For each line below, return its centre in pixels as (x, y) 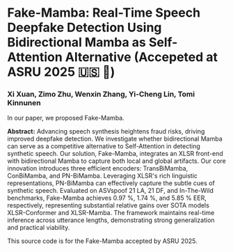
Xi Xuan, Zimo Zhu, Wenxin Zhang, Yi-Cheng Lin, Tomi (101, 94)
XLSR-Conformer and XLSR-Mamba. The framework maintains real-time (111, 213)
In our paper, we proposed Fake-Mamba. (66, 118)
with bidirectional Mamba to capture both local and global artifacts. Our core (116, 161)
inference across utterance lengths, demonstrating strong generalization (111, 220)
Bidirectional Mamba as (77, 42)
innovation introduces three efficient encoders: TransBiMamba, (98, 168)
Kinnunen (24, 103)
